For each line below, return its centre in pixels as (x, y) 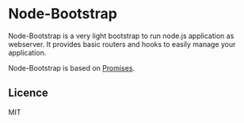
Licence (29, 93)
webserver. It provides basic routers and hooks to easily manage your (122, 44)
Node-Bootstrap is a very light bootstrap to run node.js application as (121, 36)
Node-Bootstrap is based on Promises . (72, 67)
